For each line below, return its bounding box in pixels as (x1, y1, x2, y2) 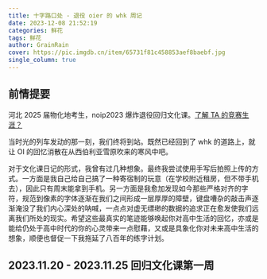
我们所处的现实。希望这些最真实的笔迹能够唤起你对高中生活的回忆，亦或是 (14, 213, 259, 223)
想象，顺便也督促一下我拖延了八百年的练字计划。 (8, 233, 168, 242)
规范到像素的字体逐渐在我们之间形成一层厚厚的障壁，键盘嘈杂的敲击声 (21, 193, 252, 203)
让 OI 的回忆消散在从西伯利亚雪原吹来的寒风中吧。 (8, 146, 173, 156)
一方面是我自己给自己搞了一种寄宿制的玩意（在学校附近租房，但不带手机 (21, 173, 259, 183)
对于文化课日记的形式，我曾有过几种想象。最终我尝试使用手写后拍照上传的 (8, 164, 252, 173)
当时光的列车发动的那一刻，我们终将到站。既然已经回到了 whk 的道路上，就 (8, 137, 256, 146)
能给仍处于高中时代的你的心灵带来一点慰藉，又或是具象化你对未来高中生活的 (8, 223, 259, 233)
